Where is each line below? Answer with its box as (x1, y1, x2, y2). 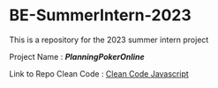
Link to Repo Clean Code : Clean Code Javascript (9, 68, 190, 79)
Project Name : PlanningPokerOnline (9, 51, 146, 62)
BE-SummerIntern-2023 (9, 5, 192, 26)
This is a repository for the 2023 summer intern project (9, 34, 209, 45)
